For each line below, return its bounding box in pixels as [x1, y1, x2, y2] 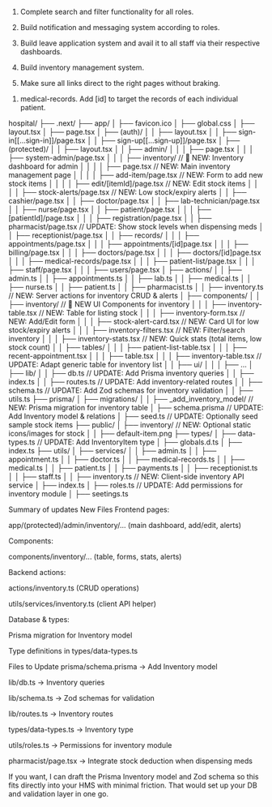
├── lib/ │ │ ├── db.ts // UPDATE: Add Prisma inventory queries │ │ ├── [8, 368, 254, 378]
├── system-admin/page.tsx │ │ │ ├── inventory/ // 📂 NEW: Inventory [8, 153, 244, 162]
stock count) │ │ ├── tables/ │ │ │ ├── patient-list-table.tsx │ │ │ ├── [8, 342, 247, 352]
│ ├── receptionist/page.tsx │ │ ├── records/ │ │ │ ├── [8, 230, 200, 240]
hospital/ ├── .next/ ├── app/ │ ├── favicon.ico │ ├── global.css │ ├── [8, 118, 255, 128]
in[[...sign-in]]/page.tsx [8, 135, 86, 145]
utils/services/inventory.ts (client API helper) [8, 599, 156, 608]
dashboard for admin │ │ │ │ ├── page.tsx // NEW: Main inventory [8, 161, 231, 171]
